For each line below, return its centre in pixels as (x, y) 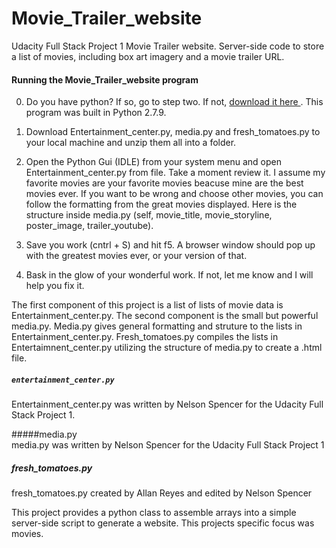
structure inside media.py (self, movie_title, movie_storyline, (149, 215)
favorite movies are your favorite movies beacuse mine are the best (164, 183)
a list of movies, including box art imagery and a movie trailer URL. (148, 56)
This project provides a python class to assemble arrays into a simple (154, 513)
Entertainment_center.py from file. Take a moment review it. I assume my (175, 173)
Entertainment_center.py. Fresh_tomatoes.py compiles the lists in (145, 337)
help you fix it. (55, 286)
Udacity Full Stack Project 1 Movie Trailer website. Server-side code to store (168, 46)
